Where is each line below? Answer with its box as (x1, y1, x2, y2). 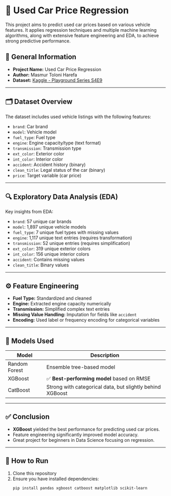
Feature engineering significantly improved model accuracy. (12, 432, 139, 438)
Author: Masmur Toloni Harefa (12, 72, 77, 78)
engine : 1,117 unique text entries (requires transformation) (12, 235, 132, 241)
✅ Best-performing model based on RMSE (46, 375, 151, 382)
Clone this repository (12, 470, 57, 476)
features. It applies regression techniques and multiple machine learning (5, 27, 157, 33)
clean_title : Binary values (12, 262, 69, 268)
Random (8, 360, 28, 367)
